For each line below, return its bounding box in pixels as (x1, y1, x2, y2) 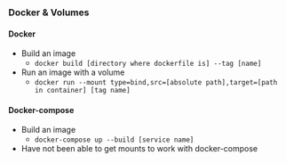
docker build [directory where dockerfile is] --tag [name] (34, 60, 262, 69)
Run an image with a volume (20, 67, 125, 77)
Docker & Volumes (8, 6, 90, 19)
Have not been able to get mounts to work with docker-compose (20, 143, 258, 154)
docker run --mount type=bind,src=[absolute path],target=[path (34, 78, 278, 87)
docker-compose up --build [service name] (34, 135, 195, 144)
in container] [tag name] (34, 86, 131, 95)
